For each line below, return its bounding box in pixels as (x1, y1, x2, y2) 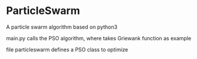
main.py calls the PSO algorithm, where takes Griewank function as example (6, 34, 192, 41)
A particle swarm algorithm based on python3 (6, 23, 118, 30)
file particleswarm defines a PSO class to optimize (6, 46, 129, 53)
